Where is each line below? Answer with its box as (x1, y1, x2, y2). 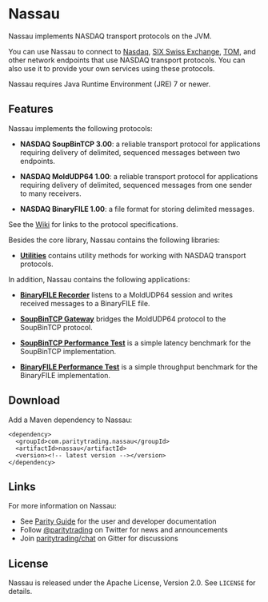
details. (8, 587, 33, 596)
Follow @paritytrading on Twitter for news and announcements (19, 525, 228, 535)
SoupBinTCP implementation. (19, 346, 117, 356)
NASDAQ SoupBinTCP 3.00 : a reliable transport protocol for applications (19, 139, 261, 149)
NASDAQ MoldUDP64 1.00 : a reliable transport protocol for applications (19, 171, 258, 181)
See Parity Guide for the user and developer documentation (19, 516, 218, 526)
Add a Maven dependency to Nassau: (8, 415, 133, 425)
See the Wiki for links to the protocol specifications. (8, 219, 178, 229)
